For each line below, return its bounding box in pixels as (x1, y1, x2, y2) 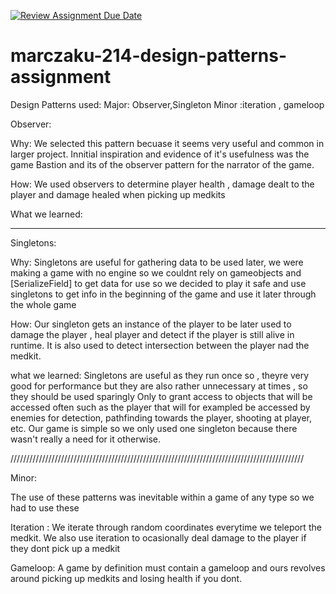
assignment (10, 66, 112, 89)
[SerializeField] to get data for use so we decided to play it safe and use (10, 277, 307, 289)
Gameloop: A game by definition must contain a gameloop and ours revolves (10, 561, 326, 574)
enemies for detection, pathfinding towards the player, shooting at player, (10, 411, 313, 424)
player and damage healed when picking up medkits (10, 188, 226, 200)
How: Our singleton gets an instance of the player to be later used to (10, 318, 292, 330)
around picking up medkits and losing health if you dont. (10, 572, 243, 584)
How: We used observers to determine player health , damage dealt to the (10, 178, 315, 190)
